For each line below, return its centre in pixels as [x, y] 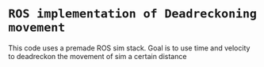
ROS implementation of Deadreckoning [133, 14]
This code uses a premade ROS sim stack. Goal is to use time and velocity [129, 48]
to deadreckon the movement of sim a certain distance [98, 56]
